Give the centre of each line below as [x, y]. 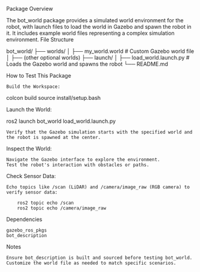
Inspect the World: [29, 149]
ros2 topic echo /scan [45, 203]
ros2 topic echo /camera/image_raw [62, 208]
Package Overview [30, 9]
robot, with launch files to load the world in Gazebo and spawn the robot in [99, 27]
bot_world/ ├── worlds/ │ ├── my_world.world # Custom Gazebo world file [100, 51]
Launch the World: [29, 110]
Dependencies [24, 219]
